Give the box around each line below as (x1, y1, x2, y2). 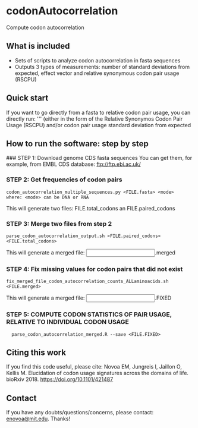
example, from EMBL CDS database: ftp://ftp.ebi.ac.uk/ (6, 160, 141, 168)
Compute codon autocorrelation (6, 24, 84, 31)
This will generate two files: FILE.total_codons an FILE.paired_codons (6, 204, 175, 212)
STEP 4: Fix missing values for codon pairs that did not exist (6, 265, 183, 273)
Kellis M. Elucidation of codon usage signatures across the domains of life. (6, 370, 189, 377)
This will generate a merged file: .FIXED (6, 294, 172, 301)
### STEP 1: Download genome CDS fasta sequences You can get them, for (6, 155, 192, 162)
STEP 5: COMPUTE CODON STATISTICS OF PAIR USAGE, (6, 310, 172, 319)
